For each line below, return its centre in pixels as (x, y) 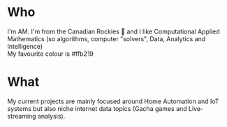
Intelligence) (25, 46)
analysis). (51, 116)
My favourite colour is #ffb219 (51, 54)
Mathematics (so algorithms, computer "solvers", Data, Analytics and (107, 38)
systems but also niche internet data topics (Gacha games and (97, 108)
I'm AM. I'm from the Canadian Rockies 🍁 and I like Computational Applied (113, 31)
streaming (22, 116)
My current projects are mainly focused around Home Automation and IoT (113, 101)
